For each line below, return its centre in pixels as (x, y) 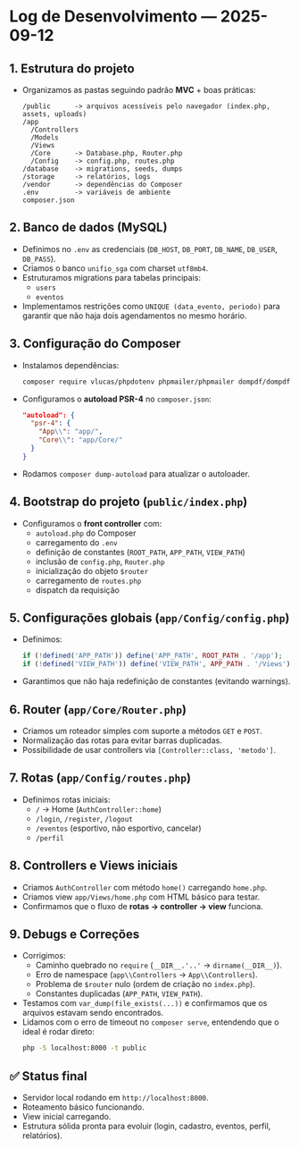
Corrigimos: (44, 956)
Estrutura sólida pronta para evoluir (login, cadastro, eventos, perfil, (146, 1126)
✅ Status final (48, 1076)
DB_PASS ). (39, 258)
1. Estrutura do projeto (72, 68)
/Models (45, 138)
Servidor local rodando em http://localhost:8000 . (115, 1098)
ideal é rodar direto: (58, 1032)
